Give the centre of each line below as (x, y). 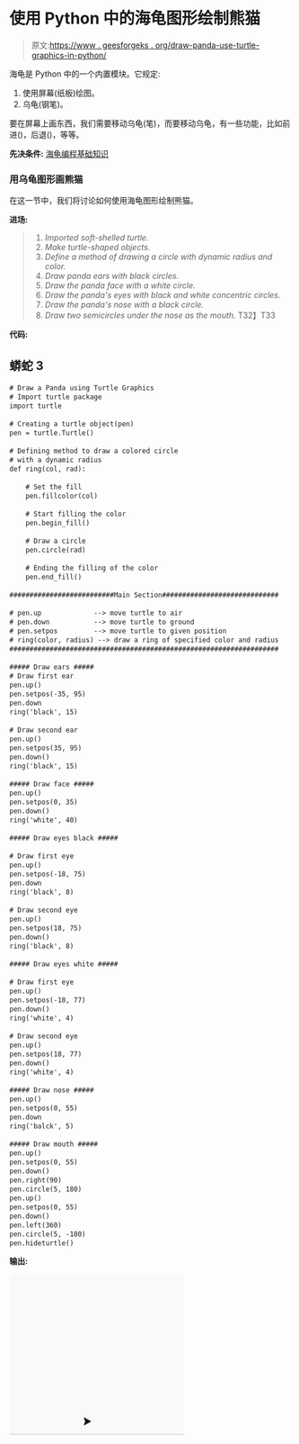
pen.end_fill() (54, 577)
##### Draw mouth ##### (54, 1144)
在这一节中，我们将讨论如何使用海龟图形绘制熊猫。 (104, 201)
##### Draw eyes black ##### (64, 838)
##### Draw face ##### (52, 784)
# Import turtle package (56, 397)
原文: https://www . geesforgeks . (92, 45)
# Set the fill (54, 487)
